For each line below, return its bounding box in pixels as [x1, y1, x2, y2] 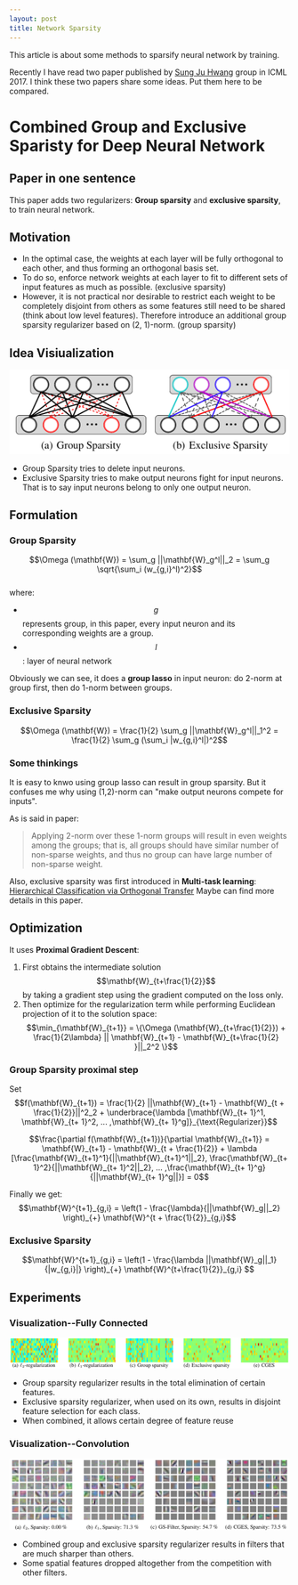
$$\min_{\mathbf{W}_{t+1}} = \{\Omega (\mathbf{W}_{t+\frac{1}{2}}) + [26, 1022, 286, 1033]
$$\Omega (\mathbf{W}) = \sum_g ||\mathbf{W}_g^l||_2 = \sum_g [29, 555, 270, 565]
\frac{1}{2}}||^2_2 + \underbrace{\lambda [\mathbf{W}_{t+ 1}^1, [33, 1107, 266, 1118]
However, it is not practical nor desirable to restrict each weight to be [21, 291, 276, 302]
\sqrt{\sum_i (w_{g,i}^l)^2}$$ [96, 564, 203, 574]
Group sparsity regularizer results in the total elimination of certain [21, 1378, 266, 1388]
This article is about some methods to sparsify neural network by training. [9, 49, 280, 60]
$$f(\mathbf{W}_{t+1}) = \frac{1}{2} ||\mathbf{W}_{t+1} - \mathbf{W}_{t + [14, 1098, 285, 1109]
